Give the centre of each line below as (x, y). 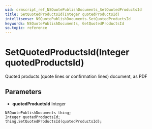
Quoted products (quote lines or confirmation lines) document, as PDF (76, 76)
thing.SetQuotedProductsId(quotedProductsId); (54, 121)
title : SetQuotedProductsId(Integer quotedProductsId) (62, 14)
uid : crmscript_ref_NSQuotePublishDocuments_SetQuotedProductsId (73, 10)
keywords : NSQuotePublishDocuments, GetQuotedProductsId (65, 23)
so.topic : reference (26, 28)
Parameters (23, 92)
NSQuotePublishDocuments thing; (38, 113)
